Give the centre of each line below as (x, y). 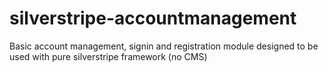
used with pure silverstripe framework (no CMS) (108, 56)
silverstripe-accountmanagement (153, 18)
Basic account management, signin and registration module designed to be (164, 46)
